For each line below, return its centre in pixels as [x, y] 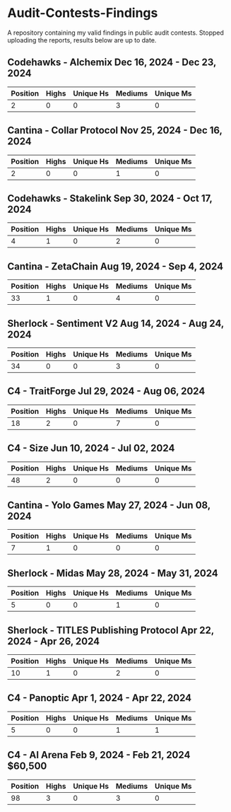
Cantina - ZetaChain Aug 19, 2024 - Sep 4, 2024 [115, 266]
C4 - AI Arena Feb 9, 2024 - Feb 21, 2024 [99, 755]
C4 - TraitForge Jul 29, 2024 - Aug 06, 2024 [106, 391]
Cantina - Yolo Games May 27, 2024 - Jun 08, [109, 505]
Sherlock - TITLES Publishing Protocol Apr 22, [111, 630]
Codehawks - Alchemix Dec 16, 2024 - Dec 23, [112, 63]
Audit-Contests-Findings [83, 13]
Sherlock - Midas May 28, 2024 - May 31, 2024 [113, 573]
